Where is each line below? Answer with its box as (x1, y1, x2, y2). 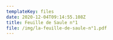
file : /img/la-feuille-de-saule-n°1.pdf (6, 25, 108, 31)
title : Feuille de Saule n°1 (6, 19, 78, 25)
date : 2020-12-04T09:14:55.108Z (6, 14, 86, 20)
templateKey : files (6, 8, 54, 15)
